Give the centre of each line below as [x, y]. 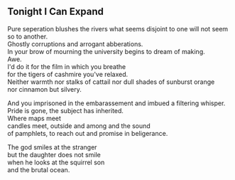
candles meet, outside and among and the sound [79, 126]
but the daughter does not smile [54, 154]
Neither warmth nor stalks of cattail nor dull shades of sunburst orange [111, 82]
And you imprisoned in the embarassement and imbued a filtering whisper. [116, 103]
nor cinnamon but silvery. [44, 89]
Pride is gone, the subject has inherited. [66, 110]
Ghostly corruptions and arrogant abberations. [75, 44]
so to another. [28, 36]
